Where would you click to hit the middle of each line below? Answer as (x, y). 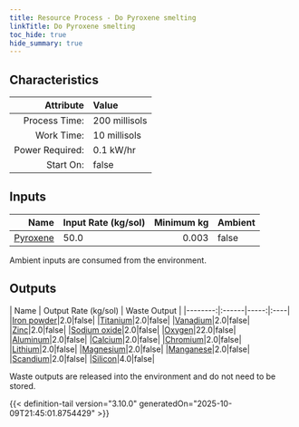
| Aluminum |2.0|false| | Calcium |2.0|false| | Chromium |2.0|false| (125, 339)
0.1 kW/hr (114, 150)
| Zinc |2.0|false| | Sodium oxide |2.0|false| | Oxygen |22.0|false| (123, 330)
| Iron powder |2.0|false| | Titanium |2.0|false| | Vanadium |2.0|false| (130, 320)
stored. (23, 385)
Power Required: (49, 150)
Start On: (65, 165)
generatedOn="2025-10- (186, 403)
